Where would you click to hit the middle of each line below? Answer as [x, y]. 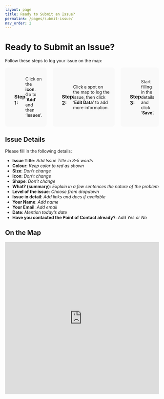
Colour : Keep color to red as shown [48, 166]
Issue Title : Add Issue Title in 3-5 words [52, 161]
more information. [91, 107]
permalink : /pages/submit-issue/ [39, 19]
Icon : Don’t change [31, 176]
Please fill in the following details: [39, 151]
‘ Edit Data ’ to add [91, 102]
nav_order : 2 [18, 23]
